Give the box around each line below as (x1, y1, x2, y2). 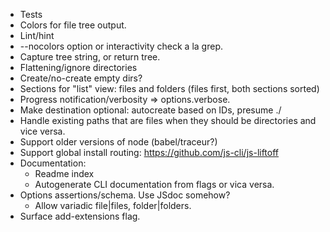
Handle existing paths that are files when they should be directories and (19, 115, 317, 126)
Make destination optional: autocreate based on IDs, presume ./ (19, 104, 282, 116)
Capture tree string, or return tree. (19, 51, 161, 63)
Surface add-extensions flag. (19, 210, 141, 222)
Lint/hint (19, 30, 55, 41)
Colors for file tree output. (19, 19, 127, 31)
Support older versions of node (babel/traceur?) (19, 136, 218, 148)
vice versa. (19, 125, 66, 137)
